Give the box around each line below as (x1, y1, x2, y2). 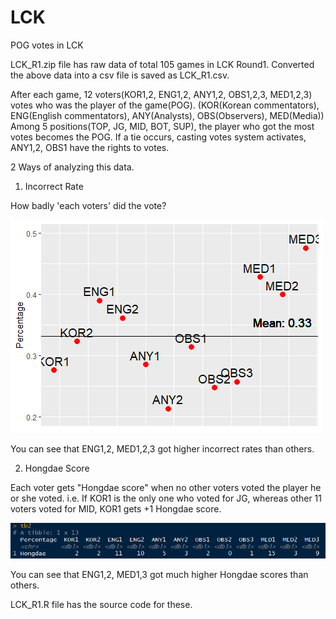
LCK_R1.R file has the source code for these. (10, 599, 193, 611)
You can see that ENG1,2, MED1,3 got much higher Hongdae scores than (10, 569, 309, 581)
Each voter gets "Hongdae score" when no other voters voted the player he (10, 481, 322, 493)
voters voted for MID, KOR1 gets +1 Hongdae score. (10, 502, 222, 515)
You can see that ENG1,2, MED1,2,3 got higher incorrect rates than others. (10, 442, 315, 455)
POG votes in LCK (10, 39, 84, 51)
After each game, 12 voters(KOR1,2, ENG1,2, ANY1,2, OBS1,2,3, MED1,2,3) (10, 88, 313, 100)
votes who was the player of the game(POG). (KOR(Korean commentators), (10, 99, 320, 111)
